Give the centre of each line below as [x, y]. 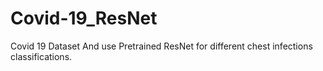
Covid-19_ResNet [84, 18]
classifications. [41, 56]
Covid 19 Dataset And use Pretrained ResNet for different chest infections [161, 46]
